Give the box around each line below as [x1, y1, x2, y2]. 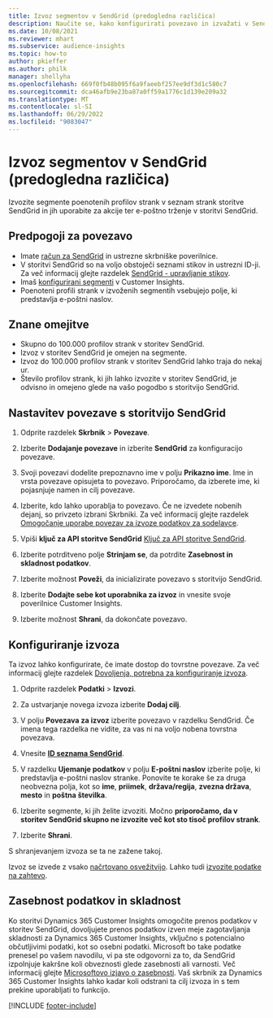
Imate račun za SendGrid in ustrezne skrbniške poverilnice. [19, 251, 219, 260]
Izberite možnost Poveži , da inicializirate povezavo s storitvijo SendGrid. [19, 575, 262, 584]
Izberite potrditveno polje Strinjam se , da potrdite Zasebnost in [19, 550, 233, 560]
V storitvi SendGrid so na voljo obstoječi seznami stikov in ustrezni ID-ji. [19, 260, 261, 269]
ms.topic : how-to [8, 50, 67, 58]
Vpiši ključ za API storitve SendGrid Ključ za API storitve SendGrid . [19, 534, 247, 544]
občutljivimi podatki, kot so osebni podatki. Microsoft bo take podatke [8, 942, 241, 951]
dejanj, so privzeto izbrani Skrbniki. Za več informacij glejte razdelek [19, 509, 249, 519]
